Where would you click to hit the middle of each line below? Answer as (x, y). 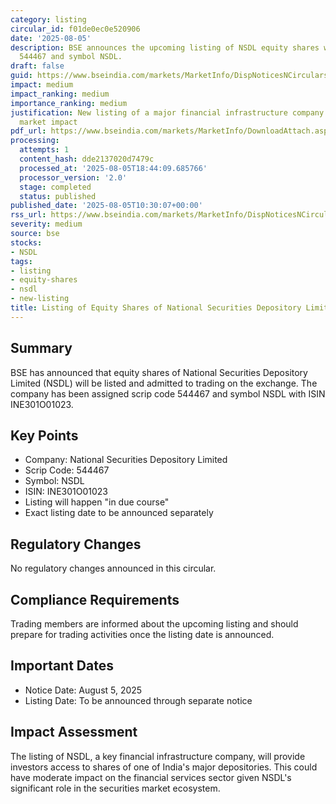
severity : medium (46, 224)
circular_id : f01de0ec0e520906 (75, 29)
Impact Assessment (74, 732)
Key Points (44, 435)
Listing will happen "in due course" (97, 502)
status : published (58, 196)
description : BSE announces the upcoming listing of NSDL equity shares (165, 47)
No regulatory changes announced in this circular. (113, 568)
